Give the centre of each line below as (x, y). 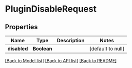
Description (71, 41)
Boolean (42, 49)
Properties (21, 27)
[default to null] (107, 49)
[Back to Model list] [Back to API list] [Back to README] (61, 61)
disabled (18, 49)
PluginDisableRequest (51, 9)
